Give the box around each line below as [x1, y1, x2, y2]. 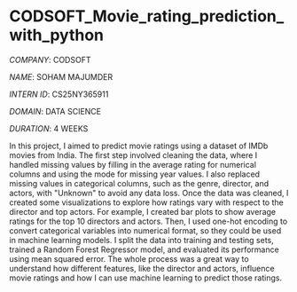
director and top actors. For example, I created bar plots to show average [9, 206, 277, 217]
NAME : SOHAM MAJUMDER [9, 71, 113, 82]
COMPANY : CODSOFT [9, 54, 91, 65]
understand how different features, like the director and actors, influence [9, 263, 275, 273]
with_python [9, 25, 105, 45]
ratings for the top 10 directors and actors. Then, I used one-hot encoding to [9, 216, 288, 226]
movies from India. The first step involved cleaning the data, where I [9, 149, 258, 161]
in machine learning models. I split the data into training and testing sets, [9, 234, 275, 245]
